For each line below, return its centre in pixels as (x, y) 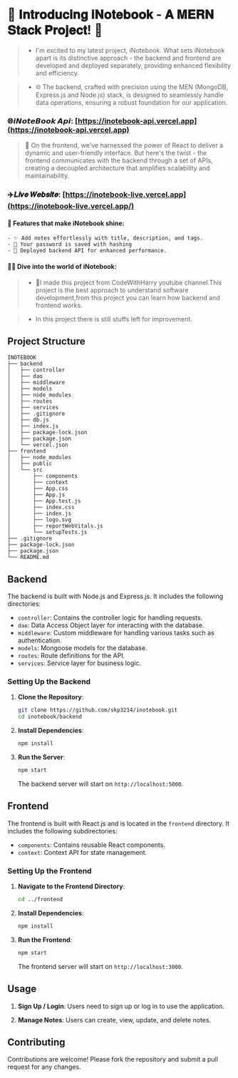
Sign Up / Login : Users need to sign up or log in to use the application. (121, 1006)
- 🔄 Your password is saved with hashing (70, 245)
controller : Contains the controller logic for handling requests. (110, 618)
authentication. (40, 640)
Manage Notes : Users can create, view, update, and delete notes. (114, 1020)
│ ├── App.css (38, 489)
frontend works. (59, 305)
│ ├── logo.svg (40, 520)
